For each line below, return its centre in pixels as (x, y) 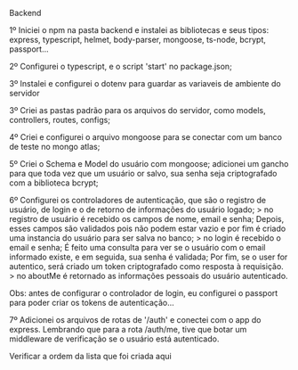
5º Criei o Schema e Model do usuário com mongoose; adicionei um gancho (149, 164)
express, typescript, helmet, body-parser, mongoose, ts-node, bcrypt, (138, 40)
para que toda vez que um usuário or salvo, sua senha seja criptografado (143, 173)
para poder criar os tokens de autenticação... (92, 303)
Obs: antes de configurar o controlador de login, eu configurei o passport (144, 293)
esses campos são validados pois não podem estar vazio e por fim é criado (148, 228)
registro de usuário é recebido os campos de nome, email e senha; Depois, (147, 219)
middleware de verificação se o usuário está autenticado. (114, 339)
